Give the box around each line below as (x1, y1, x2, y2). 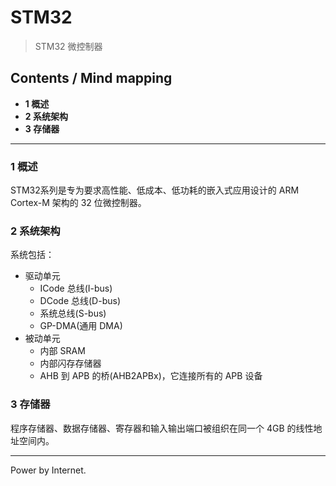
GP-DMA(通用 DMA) (39, 320, 123, 332)
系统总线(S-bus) (39, 307, 107, 320)
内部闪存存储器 (39, 357, 102, 370)
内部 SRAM (39, 345, 86, 357)
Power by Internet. (10, 464, 87, 476)
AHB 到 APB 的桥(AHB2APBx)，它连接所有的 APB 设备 (39, 370, 263, 382)
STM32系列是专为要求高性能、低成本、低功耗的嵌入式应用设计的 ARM (10, 184, 300, 196)
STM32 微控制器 (34, 40, 103, 52)
